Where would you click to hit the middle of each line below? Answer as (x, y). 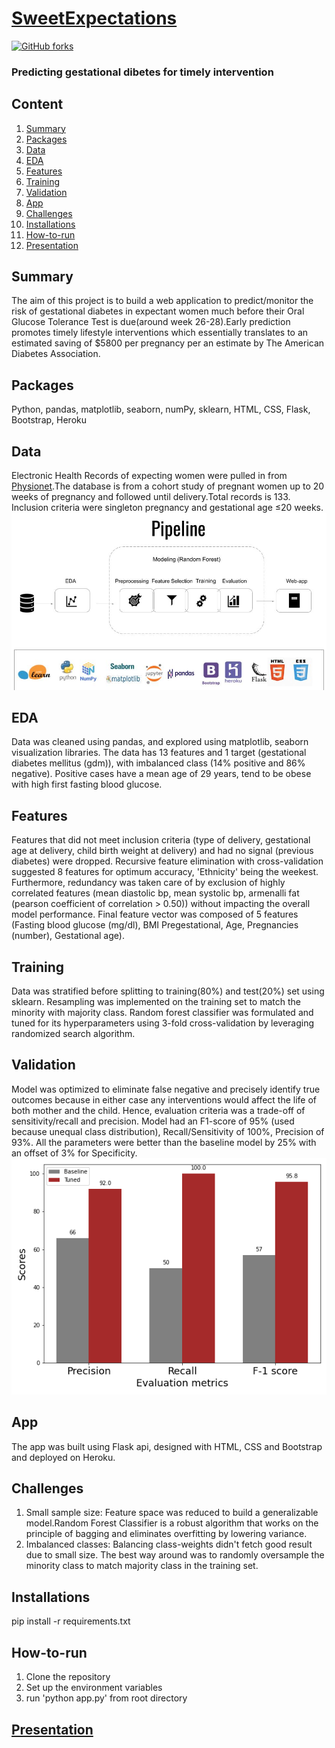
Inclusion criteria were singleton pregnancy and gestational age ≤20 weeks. (167, 508)
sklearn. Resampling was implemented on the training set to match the (156, 1002)
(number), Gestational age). (68, 936)
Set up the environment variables (94, 1688)
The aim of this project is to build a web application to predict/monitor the (162, 301)
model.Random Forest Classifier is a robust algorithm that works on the (172, 1523)
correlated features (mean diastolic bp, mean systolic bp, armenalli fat (155, 893)
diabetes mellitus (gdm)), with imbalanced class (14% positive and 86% (158, 763)
